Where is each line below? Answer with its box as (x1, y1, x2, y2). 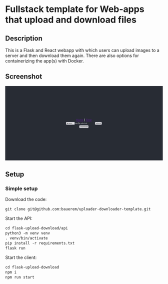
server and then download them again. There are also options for (5, 52, 139, 58)
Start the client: (5, 254, 37, 260)
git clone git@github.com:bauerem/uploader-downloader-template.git (5, 206, 151, 212)
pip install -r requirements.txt (5, 241, 75, 246)
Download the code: (5, 196, 47, 202)
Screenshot (5, 72, 42, 81)
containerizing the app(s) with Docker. (5, 58, 84, 63)
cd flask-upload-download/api (5, 226, 68, 231)
